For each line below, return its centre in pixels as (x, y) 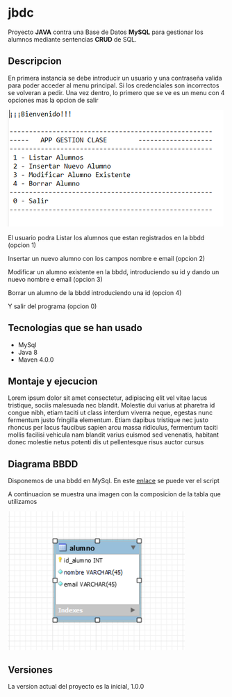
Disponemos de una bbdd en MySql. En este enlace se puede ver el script (114, 481)
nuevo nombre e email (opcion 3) (55, 279)
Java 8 (27, 352)
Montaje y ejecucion (53, 381)
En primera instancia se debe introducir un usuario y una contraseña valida (115, 78)
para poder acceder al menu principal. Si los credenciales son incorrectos (114, 85)
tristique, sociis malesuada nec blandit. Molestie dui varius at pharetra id (111, 405)
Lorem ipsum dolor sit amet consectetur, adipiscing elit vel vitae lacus (108, 398)
